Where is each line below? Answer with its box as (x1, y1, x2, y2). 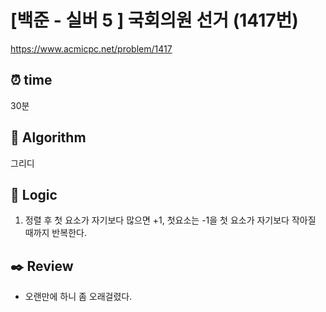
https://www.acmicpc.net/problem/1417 (10, 42, 173, 55)
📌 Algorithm (10, 129, 87, 146)
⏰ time (10, 72, 53, 89)
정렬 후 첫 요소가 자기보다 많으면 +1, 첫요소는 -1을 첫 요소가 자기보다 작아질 (24, 214, 317, 226)
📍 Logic (10, 186, 58, 203)
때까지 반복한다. (24, 227, 87, 239)
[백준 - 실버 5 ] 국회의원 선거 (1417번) (10, 9, 299, 32)
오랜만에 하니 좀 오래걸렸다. (24, 291, 133, 303)
